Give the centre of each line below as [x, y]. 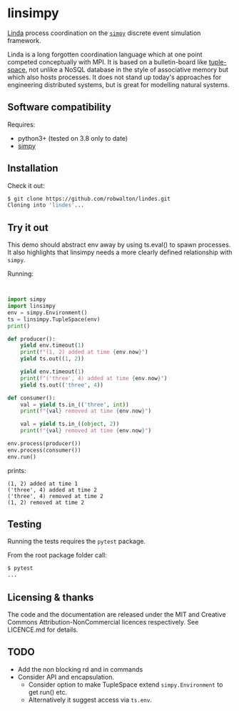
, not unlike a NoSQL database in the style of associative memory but [127, 69]
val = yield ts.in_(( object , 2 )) [70, 424]
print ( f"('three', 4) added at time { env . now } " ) [94, 378]
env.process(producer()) [44, 444]
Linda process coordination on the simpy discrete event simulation [104, 33]
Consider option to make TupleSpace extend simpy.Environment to [126, 685]
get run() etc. [48, 692]
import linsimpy [31, 306]
